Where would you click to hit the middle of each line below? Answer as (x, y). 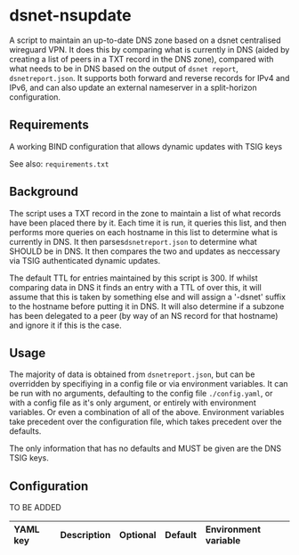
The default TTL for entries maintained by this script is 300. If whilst (133, 278)
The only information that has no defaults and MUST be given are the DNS (145, 449)
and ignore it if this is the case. (65, 325)
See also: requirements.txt (59, 163)
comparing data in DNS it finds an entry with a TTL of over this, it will (136, 287)
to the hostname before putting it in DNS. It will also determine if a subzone (147, 306)
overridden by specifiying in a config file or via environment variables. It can (149, 384)
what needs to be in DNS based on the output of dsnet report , (124, 69)
